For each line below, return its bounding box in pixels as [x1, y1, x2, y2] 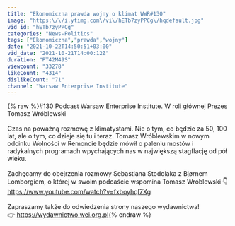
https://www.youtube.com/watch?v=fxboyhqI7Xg [7, 188, 151, 196]
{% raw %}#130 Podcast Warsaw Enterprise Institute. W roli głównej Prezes [7, 102, 228, 110]
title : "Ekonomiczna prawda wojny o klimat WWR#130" [7, 10, 166, 18]
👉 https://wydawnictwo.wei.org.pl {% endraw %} [7, 210, 152, 219]
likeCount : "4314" [7, 69, 62, 76]
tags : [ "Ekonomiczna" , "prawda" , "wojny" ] [7, 37, 129, 44]
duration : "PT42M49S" [7, 56, 71, 64]
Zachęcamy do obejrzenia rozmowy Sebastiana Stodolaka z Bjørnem [7, 169, 208, 178]
